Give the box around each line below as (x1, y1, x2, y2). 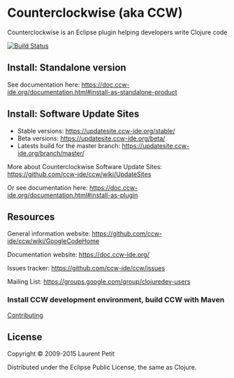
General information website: (7, 229, 91, 238)
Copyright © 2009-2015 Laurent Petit (7, 349, 115, 358)
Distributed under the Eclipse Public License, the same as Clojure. (7, 363, 197, 372)
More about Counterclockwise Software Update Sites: (7, 162, 163, 170)
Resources (7, 211, 55, 223)
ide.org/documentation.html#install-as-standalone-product (7, 87, 177, 96)
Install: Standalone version (7, 61, 127, 74)
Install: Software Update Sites (7, 108, 140, 120)
